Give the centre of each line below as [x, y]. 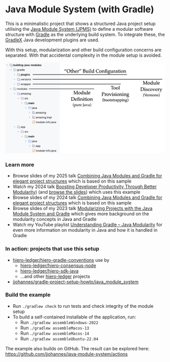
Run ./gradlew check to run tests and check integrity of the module [83, 306]
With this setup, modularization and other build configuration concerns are [83, 50]
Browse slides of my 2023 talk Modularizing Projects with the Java [82, 209]
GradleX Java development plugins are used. [52, 40]
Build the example [28, 295]
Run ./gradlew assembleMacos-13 [55, 328]
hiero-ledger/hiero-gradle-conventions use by [61, 260]
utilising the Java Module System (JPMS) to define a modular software [79, 29]
